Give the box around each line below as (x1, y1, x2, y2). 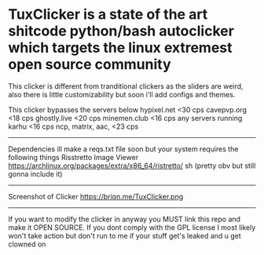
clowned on (8, 239, 46, 249)
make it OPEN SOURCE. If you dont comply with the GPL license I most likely (8, 222, 256, 232)
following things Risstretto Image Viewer (8, 152, 139, 162)
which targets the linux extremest (8, 39, 233, 56)
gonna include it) (8, 169, 63, 178)
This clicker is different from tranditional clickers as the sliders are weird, (8, 81, 244, 91)
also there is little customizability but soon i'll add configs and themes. (8, 89, 236, 99)
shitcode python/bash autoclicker (8, 22, 234, 40)
